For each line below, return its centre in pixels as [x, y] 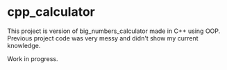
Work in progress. [33, 58]
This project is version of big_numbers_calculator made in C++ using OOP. [114, 31]
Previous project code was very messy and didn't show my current [103, 38]
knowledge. [24, 45]
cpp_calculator [51, 12]
